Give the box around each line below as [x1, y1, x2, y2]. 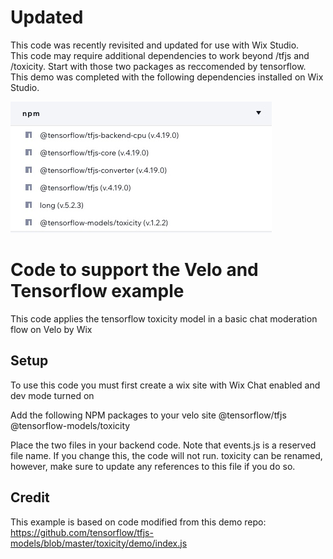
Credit [10, 489, 50, 506]
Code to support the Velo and [10, 259, 259, 281]
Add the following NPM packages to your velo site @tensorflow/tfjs [10, 409, 287, 421]
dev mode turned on [10, 389, 95, 401]
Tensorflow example [10, 280, 185, 303]
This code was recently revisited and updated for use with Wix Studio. [10, 39, 300, 51]
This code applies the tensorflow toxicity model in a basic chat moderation [10, 312, 318, 325]
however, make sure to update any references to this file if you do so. [10, 460, 296, 472]
